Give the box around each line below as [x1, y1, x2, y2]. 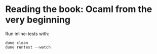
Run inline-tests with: [5, 30, 50, 36]
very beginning [5, 14, 71, 25]
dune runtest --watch [5, 44, 51, 49]
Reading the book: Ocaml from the [5, 3, 152, 15]
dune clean [5, 40, 28, 45]
